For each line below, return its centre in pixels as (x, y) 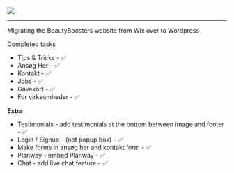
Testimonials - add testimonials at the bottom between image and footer (120, 124)
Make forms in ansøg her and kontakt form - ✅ (84, 147)
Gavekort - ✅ (36, 89)
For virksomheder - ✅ (48, 97)
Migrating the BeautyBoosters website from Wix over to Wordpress (103, 30)
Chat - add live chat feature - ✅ (62, 163)
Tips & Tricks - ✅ (42, 58)
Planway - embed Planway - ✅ (61, 155)
